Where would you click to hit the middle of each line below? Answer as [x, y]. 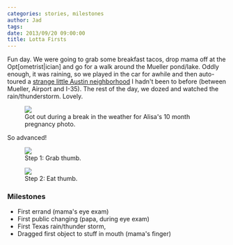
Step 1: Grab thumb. [53, 158]
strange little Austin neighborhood [81, 81]
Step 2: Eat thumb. [51, 179]
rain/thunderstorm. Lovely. [45, 96]
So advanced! [27, 138]
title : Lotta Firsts [37, 40]
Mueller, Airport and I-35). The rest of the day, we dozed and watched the [113, 89]
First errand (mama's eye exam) [63, 212]
